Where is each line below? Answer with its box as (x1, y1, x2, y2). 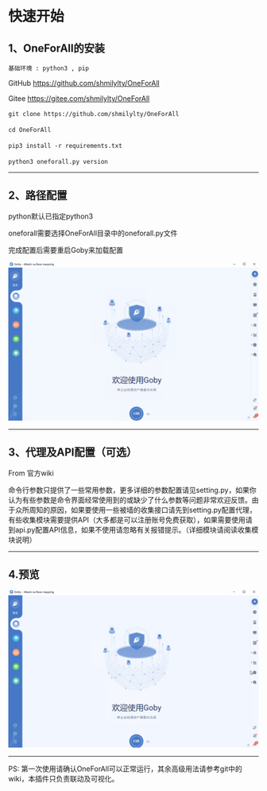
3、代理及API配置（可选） (8, 446, 137, 459)
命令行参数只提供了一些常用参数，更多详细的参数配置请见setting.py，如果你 (8, 485, 257, 494)
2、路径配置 (8, 188, 68, 203)
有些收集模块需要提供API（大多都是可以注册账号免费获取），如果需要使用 (8, 514, 246, 525)
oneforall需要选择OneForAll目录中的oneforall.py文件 (8, 228, 178, 238)
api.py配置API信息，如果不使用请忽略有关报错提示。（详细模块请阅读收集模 (14, 525, 259, 534)
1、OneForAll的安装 (8, 41, 106, 55)
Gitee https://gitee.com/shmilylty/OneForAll (8, 94, 150, 103)
